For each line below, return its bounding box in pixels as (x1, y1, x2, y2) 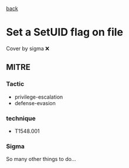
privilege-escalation (14, 93, 63, 100)
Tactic (6, 80, 25, 88)
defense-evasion (14, 99, 56, 106)
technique (6, 114, 36, 122)
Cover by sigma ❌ (6, 45, 50, 52)
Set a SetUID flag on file (6, 26, 124, 39)
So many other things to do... (6, 156, 76, 163)
